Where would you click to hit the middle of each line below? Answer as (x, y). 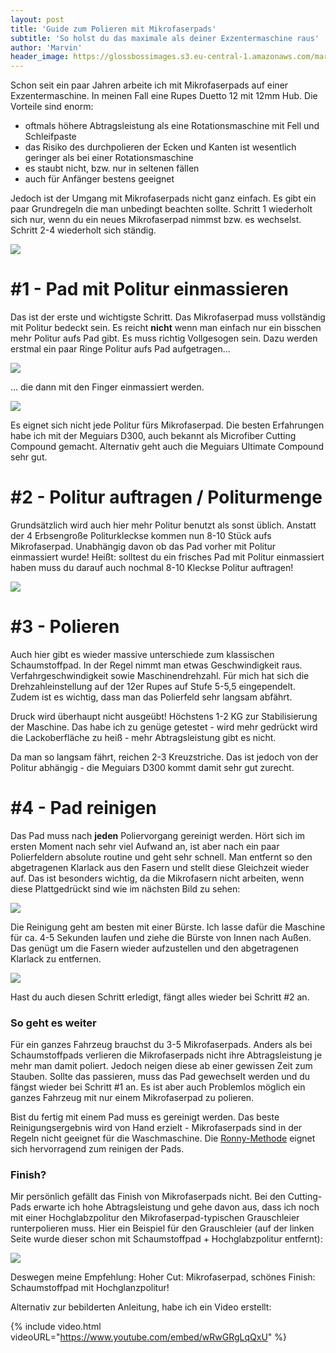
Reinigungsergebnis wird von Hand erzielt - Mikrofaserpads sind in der (156, 1128)
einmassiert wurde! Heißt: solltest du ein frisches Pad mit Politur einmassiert (167, 557)
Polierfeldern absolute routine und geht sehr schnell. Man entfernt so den (161, 857)
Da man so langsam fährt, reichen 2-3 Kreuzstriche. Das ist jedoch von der (164, 757)
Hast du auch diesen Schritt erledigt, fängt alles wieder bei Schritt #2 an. (160, 997)
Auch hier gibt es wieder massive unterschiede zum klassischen (142, 654)
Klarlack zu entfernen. (56, 958)
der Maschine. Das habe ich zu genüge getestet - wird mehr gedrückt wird (164, 727)
